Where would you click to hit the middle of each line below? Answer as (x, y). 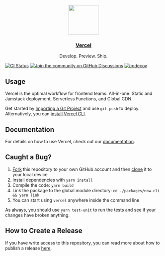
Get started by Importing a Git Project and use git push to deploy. (73, 109)
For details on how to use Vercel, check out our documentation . (70, 141)
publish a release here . (29, 248)
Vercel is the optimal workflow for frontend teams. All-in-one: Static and (79, 94)
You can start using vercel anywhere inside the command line (76, 200)
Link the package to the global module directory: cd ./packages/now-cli (86, 190)
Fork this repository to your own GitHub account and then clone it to (82, 169)
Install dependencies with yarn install (52, 180)
